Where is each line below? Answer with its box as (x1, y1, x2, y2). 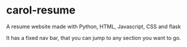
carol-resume (6, 4, 76, 17)
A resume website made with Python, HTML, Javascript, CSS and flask (6, 23, 181, 30)
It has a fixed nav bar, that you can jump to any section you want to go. (6, 34, 181, 41)
